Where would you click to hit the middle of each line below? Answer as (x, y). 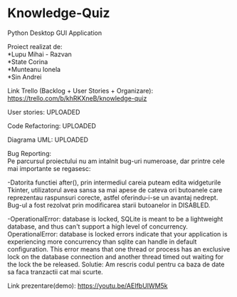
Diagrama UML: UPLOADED (48, 140)
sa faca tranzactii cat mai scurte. (55, 271)
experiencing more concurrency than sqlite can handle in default (102, 241)
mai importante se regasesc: (49, 168)
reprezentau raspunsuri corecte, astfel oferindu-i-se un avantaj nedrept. (113, 197)
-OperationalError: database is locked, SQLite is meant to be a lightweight (115, 219)
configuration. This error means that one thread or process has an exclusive (119, 249)
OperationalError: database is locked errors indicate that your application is (117, 234)
